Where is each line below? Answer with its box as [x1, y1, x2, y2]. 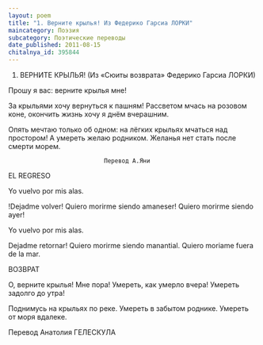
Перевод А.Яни [104, 157, 151, 165]
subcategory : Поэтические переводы [8, 33, 126, 42]
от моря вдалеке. [8, 312, 67, 321]
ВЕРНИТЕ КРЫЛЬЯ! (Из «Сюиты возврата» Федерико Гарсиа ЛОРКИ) [19, 71, 256, 79]
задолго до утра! [8, 289, 65, 297]
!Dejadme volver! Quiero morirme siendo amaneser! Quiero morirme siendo [8, 201, 253, 211]
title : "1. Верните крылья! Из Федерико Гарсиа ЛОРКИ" [8, 19, 193, 27]
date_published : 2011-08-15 [8, 41, 101, 49]
